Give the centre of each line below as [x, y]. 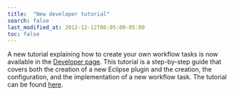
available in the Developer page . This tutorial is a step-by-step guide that [115, 62]
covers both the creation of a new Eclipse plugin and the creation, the [110, 69]
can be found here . [35, 85]
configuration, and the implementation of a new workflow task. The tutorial [117, 77]
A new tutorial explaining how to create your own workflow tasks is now [113, 54]
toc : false [24, 34]
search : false [29, 21]
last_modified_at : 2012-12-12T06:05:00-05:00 [76, 27]
